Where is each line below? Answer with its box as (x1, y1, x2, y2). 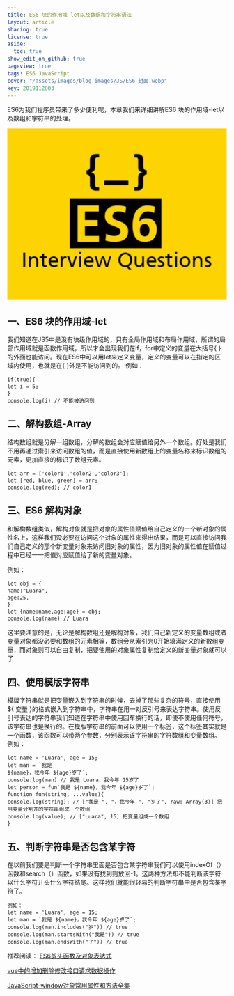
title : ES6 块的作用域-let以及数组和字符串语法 (7, 11, 132, 18)
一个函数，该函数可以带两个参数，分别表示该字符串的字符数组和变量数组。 (7, 731, 221, 740)
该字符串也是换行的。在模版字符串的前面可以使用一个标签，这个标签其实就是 (7, 722, 227, 731)
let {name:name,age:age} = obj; (7, 608, 101, 615)
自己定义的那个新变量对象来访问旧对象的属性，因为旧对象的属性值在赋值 (13, 542, 221, 550)
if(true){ (7, 376, 36, 383)
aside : (7, 40, 26, 48)
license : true (7, 33, 49, 40)
